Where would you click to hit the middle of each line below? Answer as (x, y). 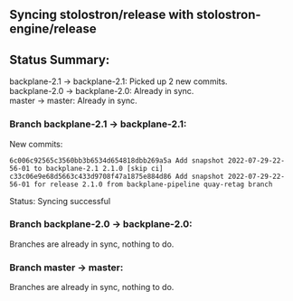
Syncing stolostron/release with (102, 15)
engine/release (53, 29)
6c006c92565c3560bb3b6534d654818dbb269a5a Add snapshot (117, 160)
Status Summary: (60, 59)
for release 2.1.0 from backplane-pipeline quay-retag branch (153, 184)
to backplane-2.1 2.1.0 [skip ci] (99, 168)
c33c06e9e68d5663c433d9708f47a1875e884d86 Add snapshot (117, 176)
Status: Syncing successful (60, 201)
